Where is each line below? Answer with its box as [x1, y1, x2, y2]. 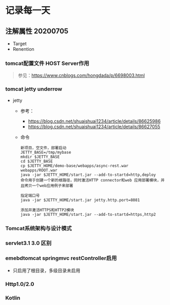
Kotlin [5, 294, 20, 301]
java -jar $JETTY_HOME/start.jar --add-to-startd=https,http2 [20, 212, 156, 217]
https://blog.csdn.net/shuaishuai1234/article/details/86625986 [28, 118, 161, 124]
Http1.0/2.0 [5, 280, 34, 288]
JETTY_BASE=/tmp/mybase [20, 150, 72, 155]
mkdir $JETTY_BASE [20, 154, 60, 159]
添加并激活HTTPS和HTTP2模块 [20, 207, 74, 213]
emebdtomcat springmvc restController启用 [5, 255, 117, 262]
